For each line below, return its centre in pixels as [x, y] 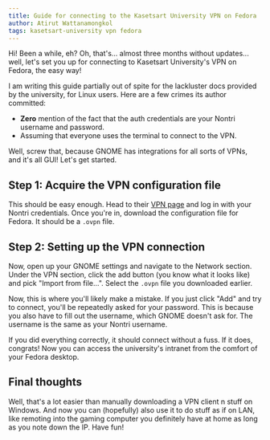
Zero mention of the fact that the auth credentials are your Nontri [127, 119]
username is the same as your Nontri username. [88, 324]
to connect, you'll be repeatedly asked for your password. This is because [131, 307]
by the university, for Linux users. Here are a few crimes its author [118, 95]
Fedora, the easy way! [45, 71]
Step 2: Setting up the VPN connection [107, 247]
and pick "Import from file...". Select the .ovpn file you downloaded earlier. [131, 283]
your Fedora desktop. [44, 357]
